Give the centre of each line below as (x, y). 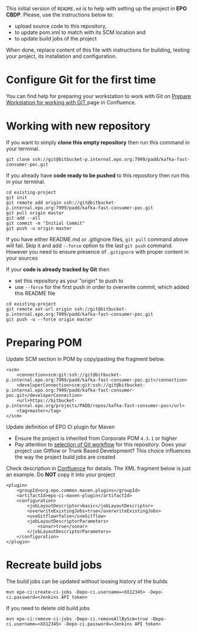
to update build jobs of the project (55, 38)
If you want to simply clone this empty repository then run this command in (98, 142)
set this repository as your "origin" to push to (69, 281)
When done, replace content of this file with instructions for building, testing (98, 50)
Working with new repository (78, 126)
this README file (35, 293)
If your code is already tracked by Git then (58, 269)
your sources (22, 258)
